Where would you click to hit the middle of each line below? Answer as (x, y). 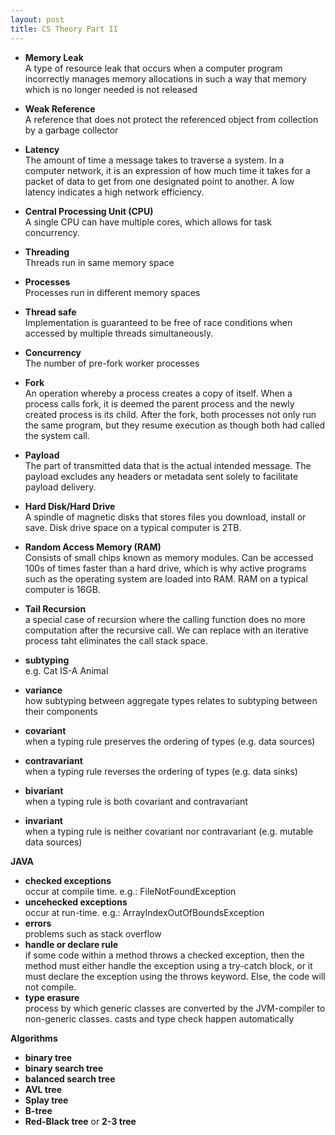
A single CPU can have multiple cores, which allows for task (148, 222)
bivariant (44, 790)
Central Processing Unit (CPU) (89, 211)
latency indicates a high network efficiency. (114, 192)
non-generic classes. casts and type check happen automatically (159, 1018)
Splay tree (46, 1100)
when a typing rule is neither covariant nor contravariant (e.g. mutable (169, 831)
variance (43, 690)
